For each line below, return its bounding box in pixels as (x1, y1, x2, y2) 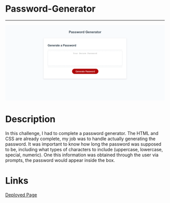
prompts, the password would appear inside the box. (5, 157, 115, 163)
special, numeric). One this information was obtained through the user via (5, 152, 159, 158)
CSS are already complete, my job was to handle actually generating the (5, 136, 156, 142)
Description (5, 114, 56, 125)
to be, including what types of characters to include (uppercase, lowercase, (5, 147, 163, 153)
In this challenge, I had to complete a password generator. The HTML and (5, 130, 158, 137)
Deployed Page (5, 192, 37, 198)
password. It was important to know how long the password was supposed (5, 141, 162, 147)
